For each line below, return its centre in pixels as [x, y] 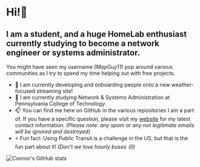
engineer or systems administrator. [73, 53]
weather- [182, 85]
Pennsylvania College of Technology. [60, 104]
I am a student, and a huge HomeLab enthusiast [96, 34]
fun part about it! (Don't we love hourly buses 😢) [75, 147]
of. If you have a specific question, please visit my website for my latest [103, 119]
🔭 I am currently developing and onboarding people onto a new [92, 85]
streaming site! [55, 91]
